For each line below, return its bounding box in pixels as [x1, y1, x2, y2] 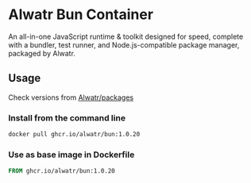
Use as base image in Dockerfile [8, 149, 135, 160]
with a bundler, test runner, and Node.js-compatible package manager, [8, 40, 240, 49]
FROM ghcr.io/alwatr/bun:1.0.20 [8, 167, 115, 175]
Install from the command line [8, 112, 125, 124]
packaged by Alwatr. [8, 48, 75, 58]
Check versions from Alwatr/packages [8, 93, 133, 102]
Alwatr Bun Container [8, 6, 153, 24]
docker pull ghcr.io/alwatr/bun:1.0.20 [8, 131, 141, 139]
